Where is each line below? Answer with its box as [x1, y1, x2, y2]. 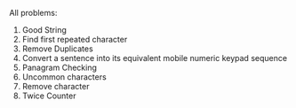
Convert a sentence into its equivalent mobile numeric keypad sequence [21, 53, 287, 63]
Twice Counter [21, 90, 76, 101]
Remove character [21, 81, 90, 91]
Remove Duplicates [21, 43, 93, 54]
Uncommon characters [21, 72, 107, 82]
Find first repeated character [21, 35, 128, 44]
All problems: [9, 8, 58, 18]
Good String [21, 25, 67, 35]
